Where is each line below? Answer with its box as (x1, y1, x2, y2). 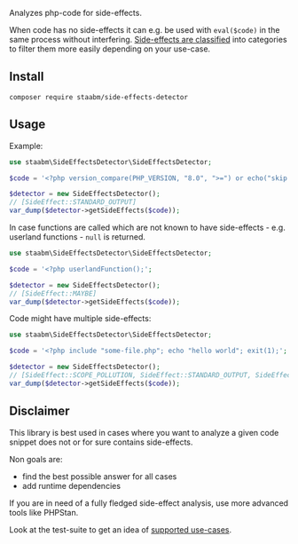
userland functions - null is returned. (9, 232, 146, 242)
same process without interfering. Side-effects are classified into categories (9, 35, 287, 44)
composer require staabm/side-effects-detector (9, 92, 189, 101)
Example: (9, 140, 43, 151)
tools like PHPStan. (9, 507, 79, 517)
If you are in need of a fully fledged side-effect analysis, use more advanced (9, 497, 289, 509)
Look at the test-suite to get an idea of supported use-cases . (9, 524, 232, 535)
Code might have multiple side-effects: (9, 313, 152, 324)
